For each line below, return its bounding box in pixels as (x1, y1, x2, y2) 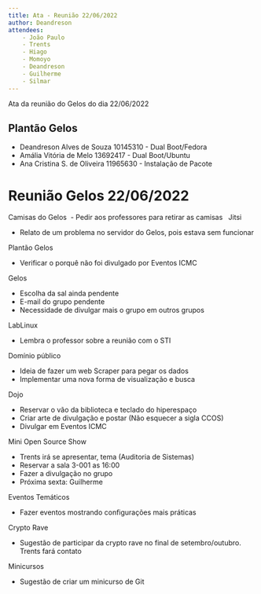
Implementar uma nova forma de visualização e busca (19, 375, 195, 384)
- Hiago (22, 48, 47, 56)
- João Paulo (22, 33, 65, 42)
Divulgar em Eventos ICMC (19, 422, 108, 431)
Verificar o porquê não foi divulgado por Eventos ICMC (19, 258, 198, 268)
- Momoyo (22, 56, 51, 64)
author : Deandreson (8, 19, 72, 27)
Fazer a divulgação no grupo (19, 469, 113, 478)
